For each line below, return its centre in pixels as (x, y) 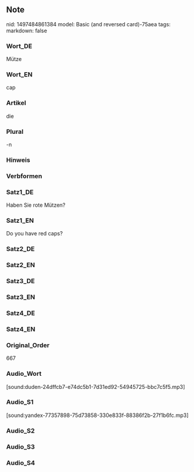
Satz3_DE (21, 281)
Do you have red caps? (35, 234)
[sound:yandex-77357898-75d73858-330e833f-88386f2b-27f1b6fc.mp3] (98, 415)
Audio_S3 (21, 446)
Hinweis (18, 160)
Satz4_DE (21, 313)
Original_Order (28, 345)
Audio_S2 (20, 431)
